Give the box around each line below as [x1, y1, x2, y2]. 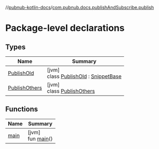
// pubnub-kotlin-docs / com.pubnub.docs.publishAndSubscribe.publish [5, 5, 154, 10]
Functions [5, 105, 38, 114]
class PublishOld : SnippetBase [47, 73, 122, 80]
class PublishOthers [47, 88, 95, 94]
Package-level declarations [5, 23, 125, 34]
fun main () [27, 135, 53, 142]
